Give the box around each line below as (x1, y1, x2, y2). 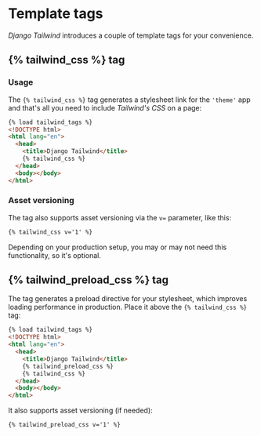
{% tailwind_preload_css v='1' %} (8, 421, 121, 429)
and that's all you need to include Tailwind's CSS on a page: (8, 103, 202, 112)
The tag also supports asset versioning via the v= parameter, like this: (8, 213, 232, 222)
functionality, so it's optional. (8, 250, 102, 260)
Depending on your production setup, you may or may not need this (8, 242, 227, 252)
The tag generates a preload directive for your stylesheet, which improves (8, 294, 248, 303)
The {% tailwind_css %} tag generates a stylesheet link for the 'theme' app (8, 95, 251, 104)
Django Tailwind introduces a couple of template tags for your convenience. (8, 31, 254, 40)
